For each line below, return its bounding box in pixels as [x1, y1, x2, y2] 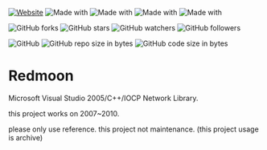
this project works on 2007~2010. [8, 108, 120, 118]
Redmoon [8, 67, 74, 85]
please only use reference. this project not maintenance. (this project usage [8, 124, 259, 134]
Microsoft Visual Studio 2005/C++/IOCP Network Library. [8, 93, 199, 103]
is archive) [8, 132, 43, 142]
